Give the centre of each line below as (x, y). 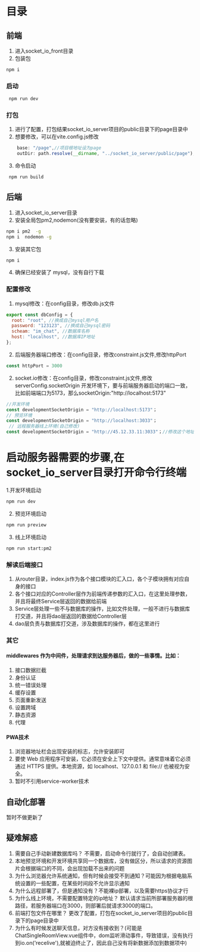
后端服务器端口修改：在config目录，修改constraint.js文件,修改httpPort (100, 354)
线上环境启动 (30, 537)
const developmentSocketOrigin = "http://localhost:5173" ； (82, 410)
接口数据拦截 (30, 670)
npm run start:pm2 (29, 548)
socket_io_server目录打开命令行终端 (96, 472)
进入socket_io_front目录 (44, 51)
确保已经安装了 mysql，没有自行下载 (60, 272)
